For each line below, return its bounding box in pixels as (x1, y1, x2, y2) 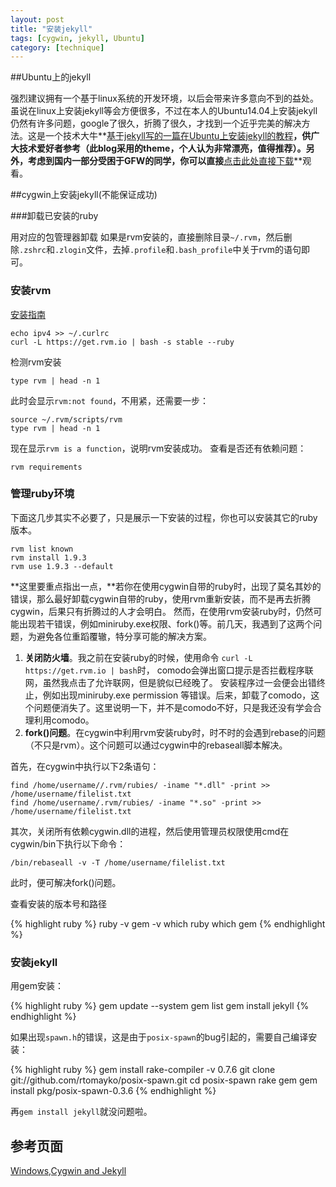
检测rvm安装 (10, 356, 62, 368)
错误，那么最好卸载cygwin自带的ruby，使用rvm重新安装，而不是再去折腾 (10, 592, 312, 605)
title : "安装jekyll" (10, 24, 93, 34)
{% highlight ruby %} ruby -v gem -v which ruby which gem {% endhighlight (10, 917, 326, 930)
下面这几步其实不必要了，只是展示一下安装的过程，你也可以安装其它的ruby (10, 511, 318, 523)
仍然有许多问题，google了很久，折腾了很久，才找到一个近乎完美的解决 (10, 117, 302, 130)
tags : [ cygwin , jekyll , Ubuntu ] (10, 33, 145, 43)
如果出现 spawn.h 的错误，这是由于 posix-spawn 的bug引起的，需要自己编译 (10, 1031, 309, 1043)
